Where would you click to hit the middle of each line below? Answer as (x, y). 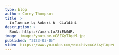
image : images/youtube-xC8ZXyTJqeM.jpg (45, 36)
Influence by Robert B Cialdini (43, 23)
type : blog (16, 9)
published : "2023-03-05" (30, 41)
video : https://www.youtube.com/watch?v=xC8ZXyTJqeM (59, 45)
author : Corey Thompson (29, 14)
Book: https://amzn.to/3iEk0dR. (42, 32)
